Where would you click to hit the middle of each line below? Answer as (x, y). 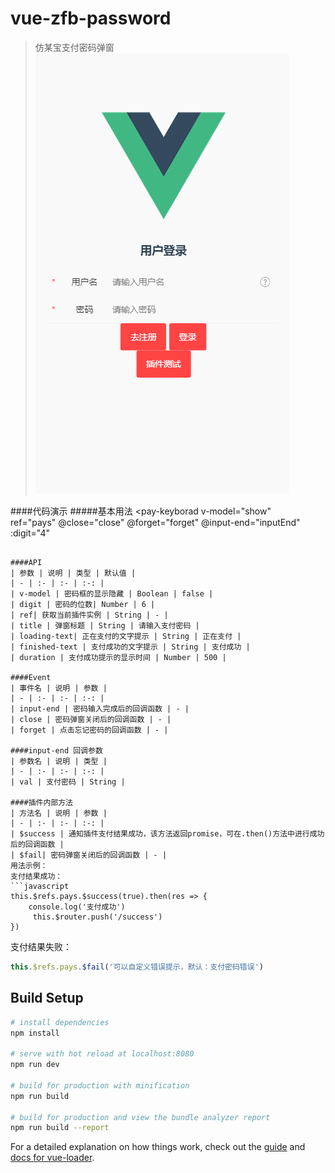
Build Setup (47, 998)
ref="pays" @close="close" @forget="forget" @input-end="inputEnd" (155, 522)
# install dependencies (60, 1022)
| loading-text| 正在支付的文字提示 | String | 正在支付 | (126, 636)
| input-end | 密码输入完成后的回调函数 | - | (100, 708)
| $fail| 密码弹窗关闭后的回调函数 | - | (89, 855)
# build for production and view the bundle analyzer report (140, 1117)
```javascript (40, 886)
